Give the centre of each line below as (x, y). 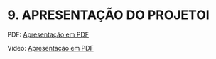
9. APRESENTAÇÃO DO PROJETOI (108, 15)
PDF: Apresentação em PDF (48, 34)
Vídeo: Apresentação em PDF (50, 48)
